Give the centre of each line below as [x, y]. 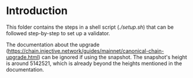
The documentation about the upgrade [53, 45]
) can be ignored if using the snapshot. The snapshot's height [113, 57]
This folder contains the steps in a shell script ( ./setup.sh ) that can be [90, 27]
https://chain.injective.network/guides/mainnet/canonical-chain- [86, 50]
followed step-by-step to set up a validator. [58, 33]
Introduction [37, 11]
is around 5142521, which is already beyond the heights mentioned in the [94, 63]
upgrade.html [22, 57]
